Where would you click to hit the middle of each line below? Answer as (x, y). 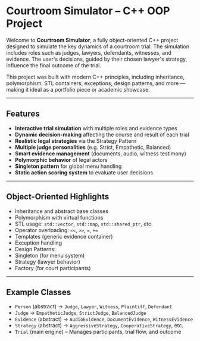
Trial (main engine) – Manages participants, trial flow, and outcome (98, 332)
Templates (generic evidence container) (64, 236)
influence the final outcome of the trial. (54, 65)
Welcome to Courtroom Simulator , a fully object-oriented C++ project (92, 40)
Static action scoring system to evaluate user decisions (84, 172)
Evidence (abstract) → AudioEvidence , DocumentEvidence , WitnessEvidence (104, 319)
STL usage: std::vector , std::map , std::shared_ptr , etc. (84, 224)
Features (23, 114)
